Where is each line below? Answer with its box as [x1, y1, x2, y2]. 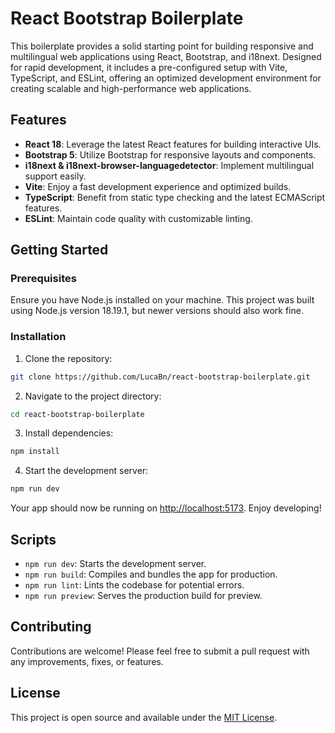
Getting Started [10, 242, 109, 259]
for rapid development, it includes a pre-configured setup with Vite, [10, 61, 288, 73]
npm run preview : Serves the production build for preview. [24, 590, 263, 602]
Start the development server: [24, 465, 149, 477]
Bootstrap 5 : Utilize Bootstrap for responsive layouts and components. [24, 148, 317, 161]
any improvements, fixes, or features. [10, 655, 164, 667]
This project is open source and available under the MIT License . [10, 711, 278, 723]
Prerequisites [10, 272, 77, 286]
